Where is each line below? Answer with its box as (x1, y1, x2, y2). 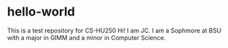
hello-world (7, 4, 76, 20)
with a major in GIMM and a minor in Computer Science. (7, 33, 166, 41)
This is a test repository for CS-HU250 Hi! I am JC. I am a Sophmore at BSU (7, 26, 222, 34)
